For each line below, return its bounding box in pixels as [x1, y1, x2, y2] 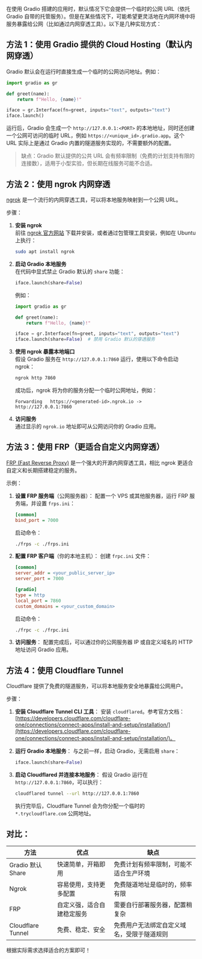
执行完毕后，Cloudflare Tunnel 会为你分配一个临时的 [14, 802, 145, 809]
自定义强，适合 [57, 901, 100, 909]
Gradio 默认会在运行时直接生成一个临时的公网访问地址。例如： [6, 68, 161, 75]
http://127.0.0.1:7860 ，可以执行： [14, 779, 104, 786]
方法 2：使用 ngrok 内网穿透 [6, 179, 111, 189]
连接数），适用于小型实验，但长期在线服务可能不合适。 [20, 160, 156, 167]
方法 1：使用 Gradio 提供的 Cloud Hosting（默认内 [6, 40, 192, 50]
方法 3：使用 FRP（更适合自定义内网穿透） [6, 442, 165, 452]
